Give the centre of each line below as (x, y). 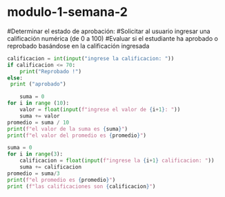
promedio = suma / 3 (33, 173)
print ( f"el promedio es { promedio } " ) (61, 180)
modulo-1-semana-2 (67, 12)
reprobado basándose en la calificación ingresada (78, 46)
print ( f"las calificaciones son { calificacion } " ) (81, 186)
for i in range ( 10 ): (38, 103)
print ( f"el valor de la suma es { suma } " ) (68, 129)
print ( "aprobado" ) (38, 84)
